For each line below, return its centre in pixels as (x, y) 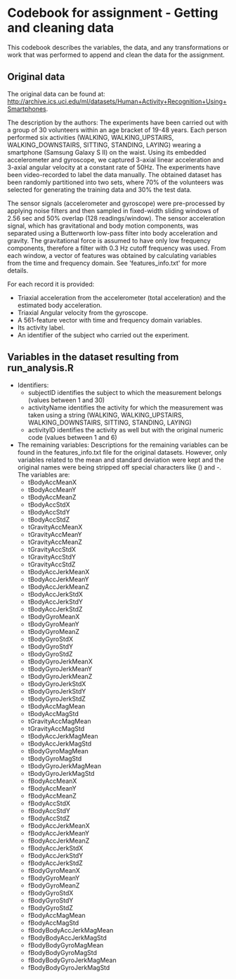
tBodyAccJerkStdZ (55, 609)
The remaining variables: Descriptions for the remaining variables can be (123, 445)
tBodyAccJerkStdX (55, 594)
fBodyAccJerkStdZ (55, 863)
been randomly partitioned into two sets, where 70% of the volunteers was (116, 182)
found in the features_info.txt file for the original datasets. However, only (122, 452)
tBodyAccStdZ (49, 519)
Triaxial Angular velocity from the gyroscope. (83, 312)
